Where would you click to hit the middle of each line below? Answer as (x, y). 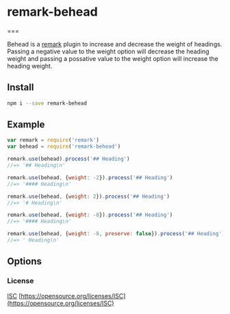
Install (21, 87)
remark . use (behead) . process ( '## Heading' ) (68, 159)
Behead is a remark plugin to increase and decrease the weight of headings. (115, 44)
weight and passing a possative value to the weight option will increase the (113, 58)
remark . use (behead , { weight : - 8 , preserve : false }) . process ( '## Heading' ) (116, 234)
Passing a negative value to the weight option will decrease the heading (108, 51)
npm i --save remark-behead (47, 103)
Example (26, 125)
